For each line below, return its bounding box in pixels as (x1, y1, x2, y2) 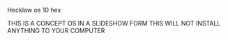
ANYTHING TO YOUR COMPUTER (7, 27, 105, 34)
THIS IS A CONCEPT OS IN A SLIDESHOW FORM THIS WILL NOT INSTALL (7, 19, 221, 27)
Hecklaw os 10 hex (7, 6, 61, 14)
